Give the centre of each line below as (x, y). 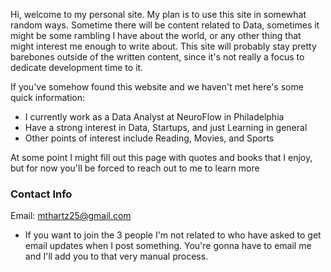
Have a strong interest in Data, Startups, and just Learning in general (166, 127)
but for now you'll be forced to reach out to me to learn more (135, 168)
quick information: (47, 97)
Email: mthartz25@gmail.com (71, 216)
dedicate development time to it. (77, 67)
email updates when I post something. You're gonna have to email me (168, 246)
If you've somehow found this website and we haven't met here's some (157, 87)
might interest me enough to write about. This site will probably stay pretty (163, 46)
